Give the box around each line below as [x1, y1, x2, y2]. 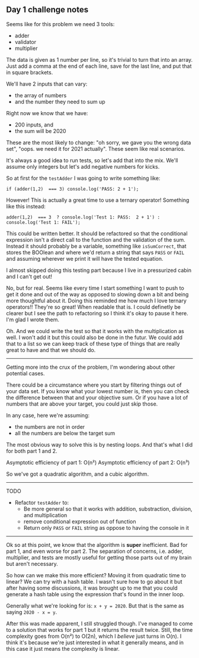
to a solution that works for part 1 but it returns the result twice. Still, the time [6, 626, 193, 633]
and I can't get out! [6, 273, 52, 280]
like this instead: [6, 203, 46, 210]
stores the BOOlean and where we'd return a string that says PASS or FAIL [6, 249, 185, 256]
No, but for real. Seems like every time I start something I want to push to [6, 284, 185, 292]
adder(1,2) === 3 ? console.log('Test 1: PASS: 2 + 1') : [6, 214, 161, 220]
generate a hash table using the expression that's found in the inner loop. [6, 590, 185, 597]
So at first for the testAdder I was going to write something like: [6, 175, 161, 182]
